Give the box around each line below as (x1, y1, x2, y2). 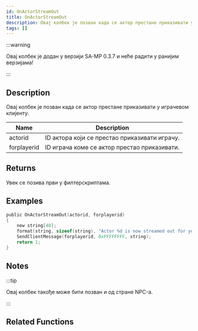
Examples (6, 196, 43, 206)
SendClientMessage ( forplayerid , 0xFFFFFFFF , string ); (16, 234, 151, 240)
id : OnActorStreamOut (6, 8, 60, 15)
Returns (6, 163, 37, 173)
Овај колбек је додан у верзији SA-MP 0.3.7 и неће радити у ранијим (6, 53, 179, 60)
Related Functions (6, 317, 74, 327)
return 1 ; (16, 239, 41, 245)
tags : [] (6, 25, 28, 31)
